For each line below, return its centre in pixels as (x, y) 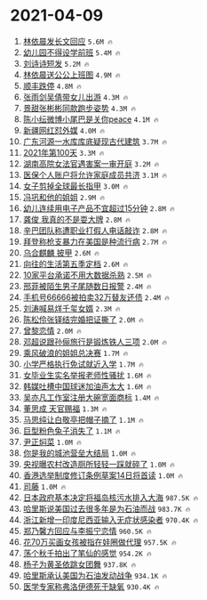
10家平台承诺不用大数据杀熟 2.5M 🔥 (87, 275)
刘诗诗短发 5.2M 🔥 (56, 63)
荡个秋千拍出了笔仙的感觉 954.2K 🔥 (87, 553)
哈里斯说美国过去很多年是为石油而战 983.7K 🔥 (107, 508)
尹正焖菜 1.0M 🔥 (52, 442)
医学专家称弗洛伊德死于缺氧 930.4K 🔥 (91, 586)
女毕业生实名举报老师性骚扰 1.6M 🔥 (87, 375)
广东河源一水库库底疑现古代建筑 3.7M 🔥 (95, 141)
